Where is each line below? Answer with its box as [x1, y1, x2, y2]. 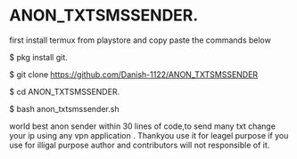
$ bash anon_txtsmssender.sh [9, 103, 120, 114]
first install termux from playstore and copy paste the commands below [9, 35, 272, 45]
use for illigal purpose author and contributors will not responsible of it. [9, 139, 270, 150]
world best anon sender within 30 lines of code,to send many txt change [9, 121, 276, 131]
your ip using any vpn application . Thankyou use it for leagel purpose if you [9, 130, 289, 140]
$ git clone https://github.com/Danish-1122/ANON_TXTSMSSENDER [9, 68, 259, 80]
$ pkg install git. [9, 52, 69, 62]
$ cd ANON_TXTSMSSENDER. [9, 86, 120, 97]
